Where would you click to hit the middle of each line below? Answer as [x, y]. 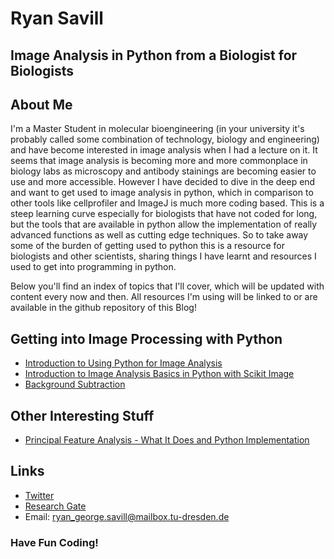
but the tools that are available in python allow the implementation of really [164, 224]
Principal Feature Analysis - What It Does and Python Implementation [167, 440]
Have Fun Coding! [54, 542]
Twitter [39, 495]
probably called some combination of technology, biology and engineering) [165, 139]
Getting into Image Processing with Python [146, 338]
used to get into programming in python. [93, 267]
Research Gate [55, 506]
